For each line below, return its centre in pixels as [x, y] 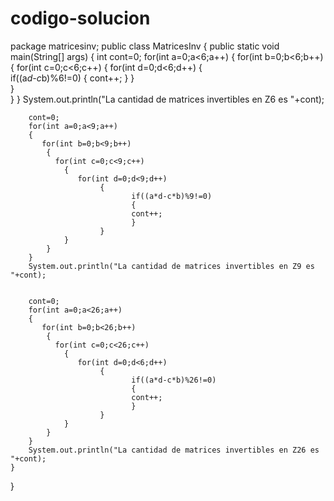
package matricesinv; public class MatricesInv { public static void [145, 46]
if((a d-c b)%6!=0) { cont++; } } [72, 78]
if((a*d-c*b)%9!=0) [172, 196]
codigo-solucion [80, 18]
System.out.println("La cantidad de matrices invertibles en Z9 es [171, 266]
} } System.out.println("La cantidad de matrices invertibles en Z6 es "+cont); [167, 99]
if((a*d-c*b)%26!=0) [174, 380]
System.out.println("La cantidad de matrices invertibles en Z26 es [174, 450]
